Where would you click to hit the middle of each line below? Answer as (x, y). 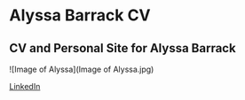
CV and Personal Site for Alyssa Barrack (123, 48)
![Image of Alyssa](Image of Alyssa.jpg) (82, 69)
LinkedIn (25, 86)
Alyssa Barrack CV (80, 15)
